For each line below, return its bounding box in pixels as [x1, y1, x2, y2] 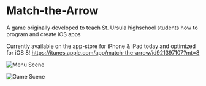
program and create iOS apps [6, 30, 81, 37]
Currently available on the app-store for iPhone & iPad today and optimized [6, 42, 196, 50]
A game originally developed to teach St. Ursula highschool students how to [6, 24, 198, 31]
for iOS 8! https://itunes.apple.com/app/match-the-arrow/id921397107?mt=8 [6, 49, 200, 56]
